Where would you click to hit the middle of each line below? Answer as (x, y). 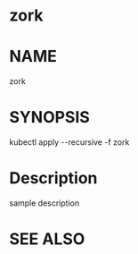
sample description (45, 203)
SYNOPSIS (50, 118)
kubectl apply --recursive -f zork (69, 142)
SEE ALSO (47, 239)
